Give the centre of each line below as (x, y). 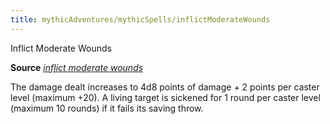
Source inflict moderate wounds (77, 67)
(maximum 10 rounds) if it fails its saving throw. (107, 108)
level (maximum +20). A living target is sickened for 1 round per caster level (165, 97)
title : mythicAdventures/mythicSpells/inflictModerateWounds (140, 19)
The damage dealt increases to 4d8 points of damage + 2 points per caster (165, 87)
